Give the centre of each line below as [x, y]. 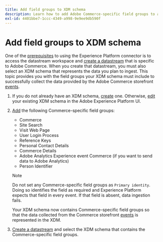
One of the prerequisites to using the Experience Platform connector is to [78, 56]
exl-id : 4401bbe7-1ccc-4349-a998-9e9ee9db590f [53, 18]
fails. [17, 200]
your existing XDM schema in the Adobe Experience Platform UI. [76, 101]
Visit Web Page [34, 130]
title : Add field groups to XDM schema [45, 9]
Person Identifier [36, 166]
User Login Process [39, 136]
